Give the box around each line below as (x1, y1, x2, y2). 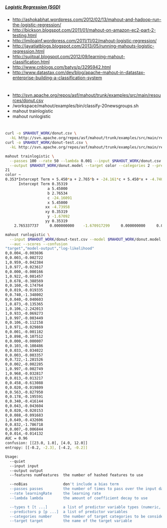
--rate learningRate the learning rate (9, 491, 101, 496)
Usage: (5, 454, 19, 459)
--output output (9, 468, 43, 473)
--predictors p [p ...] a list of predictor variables (9, 509, 128, 514)
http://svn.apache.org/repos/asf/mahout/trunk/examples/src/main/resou (12, 92, 161, 98)
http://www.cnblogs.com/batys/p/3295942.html (12, 64, 111, 70)
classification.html (12, 59, 50, 65)
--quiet (9, 459, 26, 464)
